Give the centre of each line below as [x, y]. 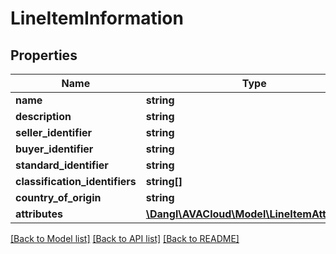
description [43, 116]
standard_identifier [62, 165]
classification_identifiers [76, 181]
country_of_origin [58, 197]
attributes [39, 214]
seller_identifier [54, 132]
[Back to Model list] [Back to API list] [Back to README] [125, 238]
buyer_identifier [54, 149]
